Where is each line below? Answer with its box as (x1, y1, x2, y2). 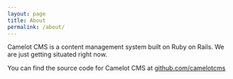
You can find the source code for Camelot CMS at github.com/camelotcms (7, 64, 226, 73)
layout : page (7, 10, 46, 18)
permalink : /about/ (7, 23, 65, 30)
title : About (7, 17, 46, 24)
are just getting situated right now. (7, 50, 108, 59)
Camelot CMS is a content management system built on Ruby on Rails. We (7, 43, 225, 51)
